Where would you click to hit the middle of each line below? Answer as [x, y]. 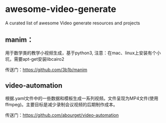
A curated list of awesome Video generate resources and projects [73, 23]
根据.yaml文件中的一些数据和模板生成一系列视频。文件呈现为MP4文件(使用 [82, 98]
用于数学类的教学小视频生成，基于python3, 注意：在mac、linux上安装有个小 [83, 53]
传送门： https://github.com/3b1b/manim [46, 69]
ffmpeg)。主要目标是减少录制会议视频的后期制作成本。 [62, 104]
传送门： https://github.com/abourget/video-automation [62, 115]
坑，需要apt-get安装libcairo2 [35, 59]
